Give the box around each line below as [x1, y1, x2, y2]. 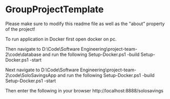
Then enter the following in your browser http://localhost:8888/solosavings [5, 87, 164, 93]
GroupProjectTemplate [5, 4, 104, 15]
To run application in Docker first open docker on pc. [5, 36, 117, 42]
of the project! [5, 26, 35, 32]
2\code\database [5, 51, 42, 57]
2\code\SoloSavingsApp [5, 72, 57, 78]
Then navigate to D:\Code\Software [5, 46, 80, 52]
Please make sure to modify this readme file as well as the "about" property [5, 21, 165, 27]
